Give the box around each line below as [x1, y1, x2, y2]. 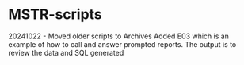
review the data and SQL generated [8, 48, 124, 57]
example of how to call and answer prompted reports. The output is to [8, 39, 237, 49]
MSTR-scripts [8, 5, 103, 23]
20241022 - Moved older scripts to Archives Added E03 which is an [8, 31, 230, 41]
